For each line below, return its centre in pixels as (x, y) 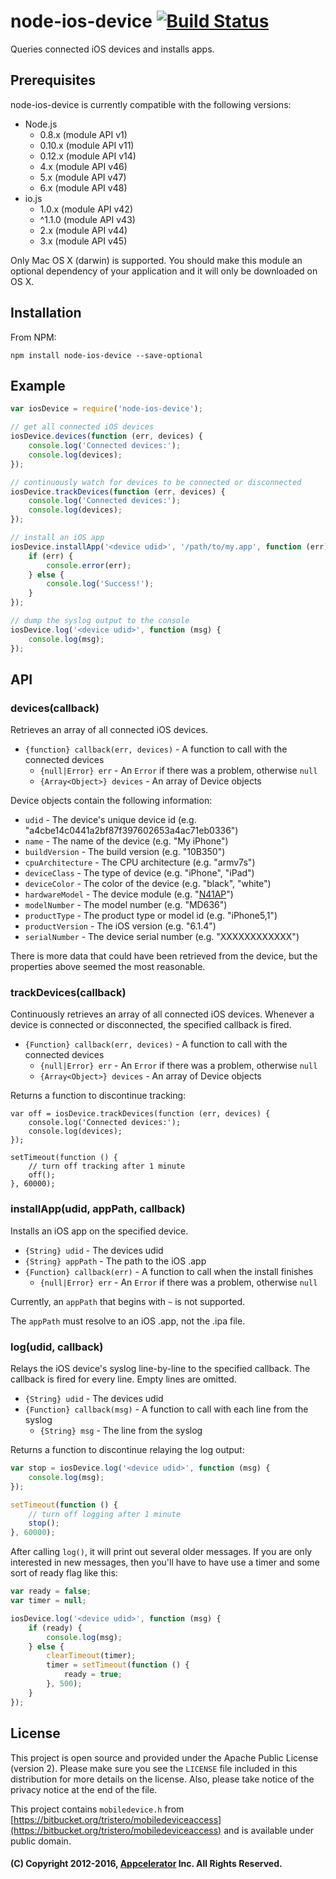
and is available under (269, 1830)
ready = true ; (93, 1675)
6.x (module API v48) (83, 187)
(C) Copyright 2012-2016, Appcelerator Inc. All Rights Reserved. (146, 1864)
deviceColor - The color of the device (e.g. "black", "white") (148, 884)
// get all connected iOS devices (82, 427)
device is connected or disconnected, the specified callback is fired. (151, 1025)
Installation (46, 313)
